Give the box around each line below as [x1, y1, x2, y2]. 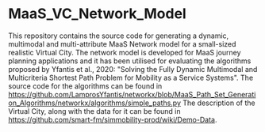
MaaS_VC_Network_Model [8, 5, 186, 23]
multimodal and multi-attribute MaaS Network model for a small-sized [8, 39, 236, 48]
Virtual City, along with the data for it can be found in [8, 106, 181, 115]
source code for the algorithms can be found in [8, 81, 163, 91]
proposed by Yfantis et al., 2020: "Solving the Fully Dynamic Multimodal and [8, 64, 258, 74]
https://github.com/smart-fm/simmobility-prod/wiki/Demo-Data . [8, 115, 217, 124]
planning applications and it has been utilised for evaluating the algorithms [8, 56, 252, 66]
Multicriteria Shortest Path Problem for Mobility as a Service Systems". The [8, 73, 254, 82]
